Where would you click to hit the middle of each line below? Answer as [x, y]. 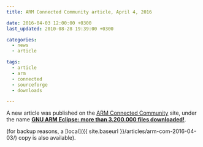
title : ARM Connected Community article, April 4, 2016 [79, 12]
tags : [13, 62]
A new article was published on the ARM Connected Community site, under [102, 113]
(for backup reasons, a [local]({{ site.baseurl [62, 131]
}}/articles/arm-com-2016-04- [158, 131]
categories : [21, 40]
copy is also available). [47, 138]
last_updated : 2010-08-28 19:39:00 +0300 [60, 29]
